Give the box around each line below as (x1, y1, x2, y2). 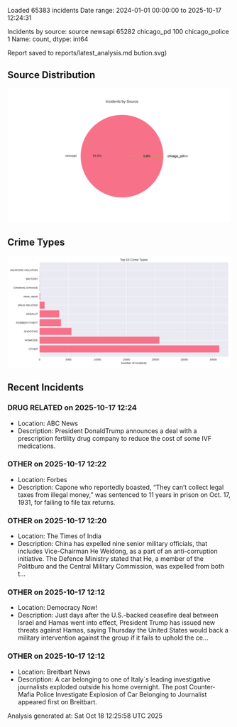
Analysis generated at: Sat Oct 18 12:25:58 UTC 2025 (7, 711, 163, 720)
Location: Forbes (17, 475, 67, 483)
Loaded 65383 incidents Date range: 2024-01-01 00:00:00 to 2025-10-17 (7, 6, 222, 14)
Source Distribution (7, 69, 96, 81)
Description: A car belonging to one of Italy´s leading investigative (17, 674, 211, 684)
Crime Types (7, 236, 65, 248)
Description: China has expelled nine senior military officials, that (17, 540, 208, 548)
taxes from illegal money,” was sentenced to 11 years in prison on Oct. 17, (17, 490, 231, 499)
